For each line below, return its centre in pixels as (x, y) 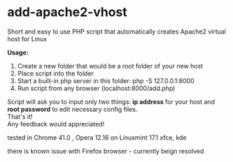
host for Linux (27, 38)
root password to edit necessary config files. (72, 109)
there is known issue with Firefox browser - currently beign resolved (106, 151)
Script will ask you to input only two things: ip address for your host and (111, 101)
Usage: (18, 52)
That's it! (20, 117)
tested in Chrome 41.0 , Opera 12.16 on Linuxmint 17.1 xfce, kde (97, 138)
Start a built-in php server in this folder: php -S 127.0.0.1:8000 (106, 80)
